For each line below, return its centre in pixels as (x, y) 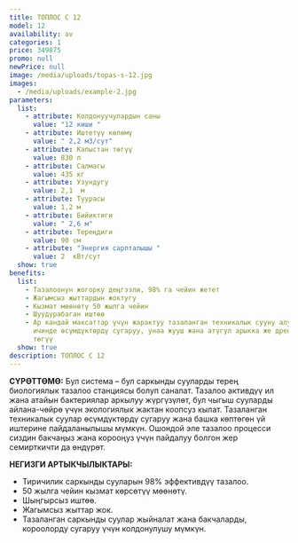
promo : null (31, 59)
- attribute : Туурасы (65, 199)
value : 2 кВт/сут (67, 257)
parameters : (31, 100)
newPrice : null (37, 67)
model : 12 (27, 26)
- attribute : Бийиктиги (69, 215)
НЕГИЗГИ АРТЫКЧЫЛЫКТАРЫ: (71, 464)
